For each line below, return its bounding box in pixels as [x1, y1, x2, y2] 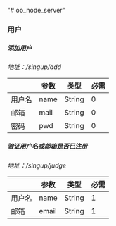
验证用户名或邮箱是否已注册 [7, 142, 88, 151]
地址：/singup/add [7, 63, 62, 71]
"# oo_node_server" [7, 6, 65, 14]
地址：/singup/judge [7, 161, 67, 170]
